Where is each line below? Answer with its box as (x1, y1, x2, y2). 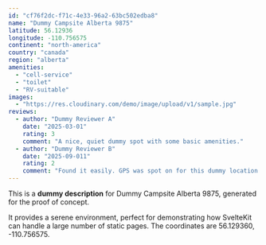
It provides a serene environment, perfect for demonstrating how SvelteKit (8, 212, 252, 222)
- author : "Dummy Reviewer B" (15, 145, 115, 153)
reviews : (8, 108, 37, 116)
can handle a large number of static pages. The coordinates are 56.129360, (8, 221, 255, 231)
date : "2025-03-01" (22, 122, 88, 130)
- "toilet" (15, 78, 52, 86)
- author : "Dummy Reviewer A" (15, 115, 115, 123)
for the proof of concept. (8, 197, 90, 207)
